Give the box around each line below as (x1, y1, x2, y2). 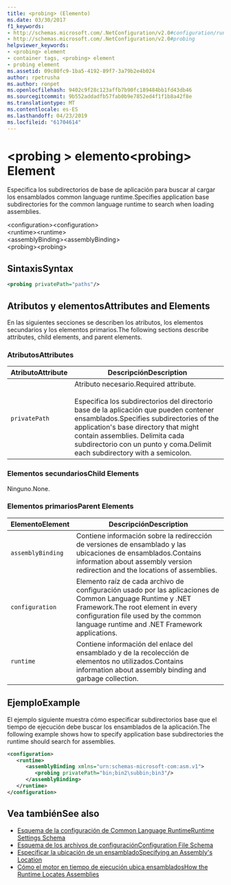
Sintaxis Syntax (7, 263, 74, 274)
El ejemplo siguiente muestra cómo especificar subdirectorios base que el (7, 715, 217, 723)
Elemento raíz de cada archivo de (76, 576, 184, 586)
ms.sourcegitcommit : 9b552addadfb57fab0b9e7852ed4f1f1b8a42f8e (7, 94, 192, 100)
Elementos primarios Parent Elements (7, 501, 134, 511)
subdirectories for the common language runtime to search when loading (7, 200, 214, 208)
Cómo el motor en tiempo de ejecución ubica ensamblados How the (16, 862, 208, 871)
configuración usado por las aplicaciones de (76, 585, 220, 595)
